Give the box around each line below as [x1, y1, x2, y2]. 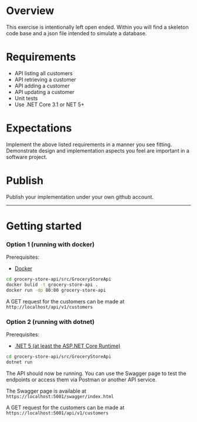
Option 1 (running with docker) [6, 240, 95, 248]
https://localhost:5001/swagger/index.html [6, 393, 114, 400]
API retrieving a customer [14, 76, 76, 83]
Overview [6, 4, 55, 18]
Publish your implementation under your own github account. [6, 193, 154, 200]
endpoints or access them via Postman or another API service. [6, 376, 157, 383]
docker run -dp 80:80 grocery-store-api [6, 287, 107, 293]
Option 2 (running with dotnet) [6, 318, 95, 326]
